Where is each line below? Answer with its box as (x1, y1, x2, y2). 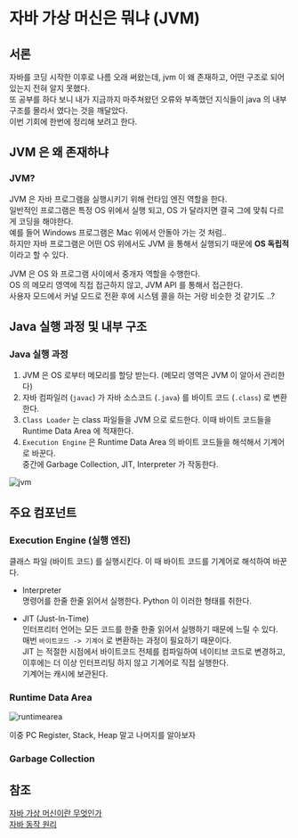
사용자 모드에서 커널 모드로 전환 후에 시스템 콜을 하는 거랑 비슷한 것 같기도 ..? (9, 291, 276, 301)
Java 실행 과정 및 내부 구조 (9, 319, 148, 334)
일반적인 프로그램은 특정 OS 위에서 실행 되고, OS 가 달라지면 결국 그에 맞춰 (9, 204, 269, 215)
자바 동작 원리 (9, 819, 58, 830)
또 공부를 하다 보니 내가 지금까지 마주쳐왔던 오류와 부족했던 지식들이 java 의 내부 (9, 94, 287, 104)
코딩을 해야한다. (18, 216, 74, 226)
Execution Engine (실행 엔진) (9, 534, 132, 546)
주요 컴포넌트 (9, 505, 77, 520)
